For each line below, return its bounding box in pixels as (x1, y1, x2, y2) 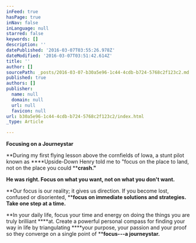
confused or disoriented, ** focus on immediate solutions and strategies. (6, 194, 187, 201)
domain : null (11, 97, 44, 103)
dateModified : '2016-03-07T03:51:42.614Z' (6, 53, 113, 59)
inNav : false (6, 20, 38, 25)
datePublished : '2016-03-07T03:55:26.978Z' (6, 47, 115, 53)
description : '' (6, 42, 46, 48)
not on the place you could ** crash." (6, 164, 97, 172)
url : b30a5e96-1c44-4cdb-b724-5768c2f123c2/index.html (6, 113, 144, 119)
